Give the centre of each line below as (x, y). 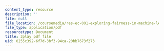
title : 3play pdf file (28, 37)
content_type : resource (29, 9)
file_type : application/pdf (34, 28)
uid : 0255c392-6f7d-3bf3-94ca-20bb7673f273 (50, 41)
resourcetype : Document (29, 32)
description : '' (21, 14)
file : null (16, 18)
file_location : (20, 23)
